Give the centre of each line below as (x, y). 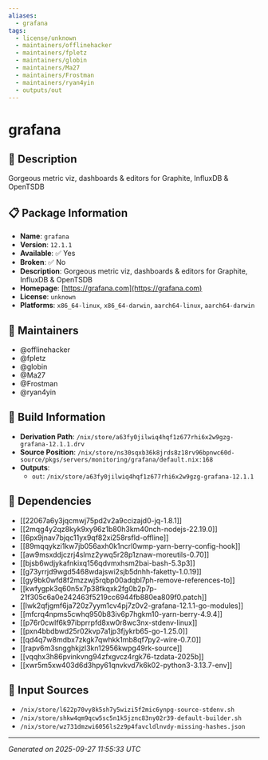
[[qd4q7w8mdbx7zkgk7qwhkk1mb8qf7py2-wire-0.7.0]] (110, 639)
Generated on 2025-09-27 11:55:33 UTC (75, 750)
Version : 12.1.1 (46, 245)
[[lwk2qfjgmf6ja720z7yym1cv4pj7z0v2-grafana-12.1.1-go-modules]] (132, 606)
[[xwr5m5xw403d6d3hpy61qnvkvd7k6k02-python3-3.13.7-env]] (126, 665)
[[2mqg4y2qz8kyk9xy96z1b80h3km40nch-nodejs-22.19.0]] (118, 529)
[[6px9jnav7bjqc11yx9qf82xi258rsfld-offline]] (94, 538)
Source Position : (47, 452)
